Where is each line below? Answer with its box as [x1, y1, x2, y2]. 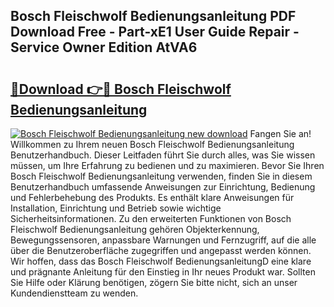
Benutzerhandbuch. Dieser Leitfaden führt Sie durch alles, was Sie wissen [10, 149, 316, 161]
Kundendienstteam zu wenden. [10, 287, 139, 299]
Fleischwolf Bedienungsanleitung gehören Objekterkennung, [10, 224, 260, 235]
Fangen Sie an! [249, 128, 312, 139]
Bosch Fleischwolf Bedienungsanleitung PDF [10, 8, 297, 25]
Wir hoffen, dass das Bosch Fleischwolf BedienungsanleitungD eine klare [10, 255, 312, 267]
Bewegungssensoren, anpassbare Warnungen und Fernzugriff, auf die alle [10, 234, 317, 246]
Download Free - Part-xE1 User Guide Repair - [10, 24, 300, 41]
